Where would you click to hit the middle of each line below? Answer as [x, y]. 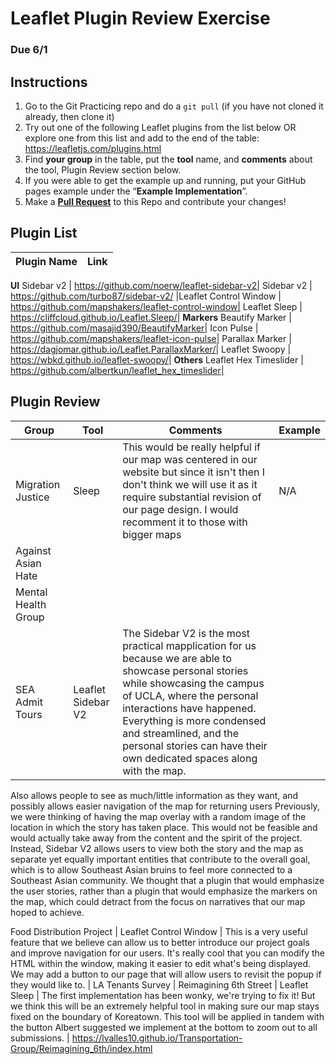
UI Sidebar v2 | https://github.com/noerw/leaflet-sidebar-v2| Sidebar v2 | [161, 285]
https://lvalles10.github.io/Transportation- [157, 1038]
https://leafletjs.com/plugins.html [93, 148]
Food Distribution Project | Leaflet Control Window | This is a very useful [159, 931]
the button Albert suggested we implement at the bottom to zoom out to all [164, 1027]
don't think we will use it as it [190, 484]
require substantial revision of [192, 497]
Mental [31, 592]
